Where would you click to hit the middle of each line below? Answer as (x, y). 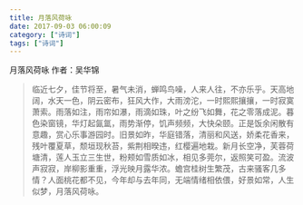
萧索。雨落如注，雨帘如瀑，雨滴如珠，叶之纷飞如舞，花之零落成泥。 (159, 112)
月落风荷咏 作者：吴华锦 (54, 70)
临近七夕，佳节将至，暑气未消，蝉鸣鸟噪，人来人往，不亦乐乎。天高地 (163, 89)
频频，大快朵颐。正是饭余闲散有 (235, 123)
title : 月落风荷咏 (41, 18)
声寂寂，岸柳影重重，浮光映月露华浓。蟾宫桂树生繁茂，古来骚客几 (155, 169)
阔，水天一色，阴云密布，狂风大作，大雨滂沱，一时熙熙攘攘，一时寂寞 (163, 101)
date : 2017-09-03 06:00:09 (60, 26)
